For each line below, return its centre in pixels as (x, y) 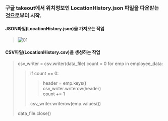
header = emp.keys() (65, 83)
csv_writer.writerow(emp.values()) (66, 104)
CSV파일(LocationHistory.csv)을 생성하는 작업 (53, 52)
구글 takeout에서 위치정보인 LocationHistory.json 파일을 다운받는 (82, 8)
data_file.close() (34, 113)
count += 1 (54, 94)
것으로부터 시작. (23, 15)
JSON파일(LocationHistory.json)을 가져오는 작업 (55, 28)
